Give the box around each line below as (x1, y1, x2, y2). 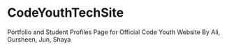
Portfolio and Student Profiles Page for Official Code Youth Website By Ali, (7, 28, 221, 36)
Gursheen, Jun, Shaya (7, 35, 71, 43)
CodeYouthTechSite (7, 5, 124, 21)
